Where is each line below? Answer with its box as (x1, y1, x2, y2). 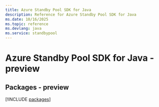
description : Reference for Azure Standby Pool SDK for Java (5, 12, 137, 17)
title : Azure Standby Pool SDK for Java (5, 7, 92, 13)
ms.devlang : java (5, 26, 42, 31)
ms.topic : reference (5, 21, 49, 27)
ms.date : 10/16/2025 (5, 17, 49, 22)
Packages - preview (5, 83, 69, 91)
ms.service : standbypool (5, 31, 58, 36)
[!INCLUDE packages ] (5, 96, 51, 102)
